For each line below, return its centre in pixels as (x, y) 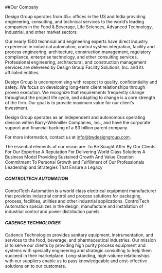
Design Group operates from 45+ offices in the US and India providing (75, 16)
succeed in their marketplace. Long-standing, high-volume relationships (77, 255)
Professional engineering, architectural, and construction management (76, 62)
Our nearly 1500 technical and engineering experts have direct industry (76, 41)
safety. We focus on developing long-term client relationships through (75, 87)
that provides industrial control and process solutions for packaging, (73, 196)
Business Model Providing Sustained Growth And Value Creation (70, 157)
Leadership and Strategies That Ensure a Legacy (54, 167)
